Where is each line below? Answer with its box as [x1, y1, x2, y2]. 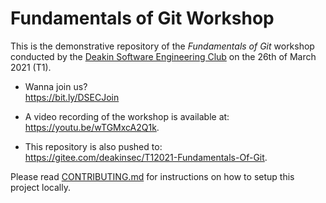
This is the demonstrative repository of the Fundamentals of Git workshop [10, 40, 315, 52]
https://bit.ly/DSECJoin [24, 91, 120, 103]
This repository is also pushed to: [24, 140, 163, 152]
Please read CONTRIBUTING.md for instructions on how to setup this [10, 170, 295, 182]
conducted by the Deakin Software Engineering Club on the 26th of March [10, 50, 317, 62]
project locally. [10, 181, 71, 193]
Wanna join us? [24, 80, 88, 92]
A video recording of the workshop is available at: [24, 110, 230, 122]
